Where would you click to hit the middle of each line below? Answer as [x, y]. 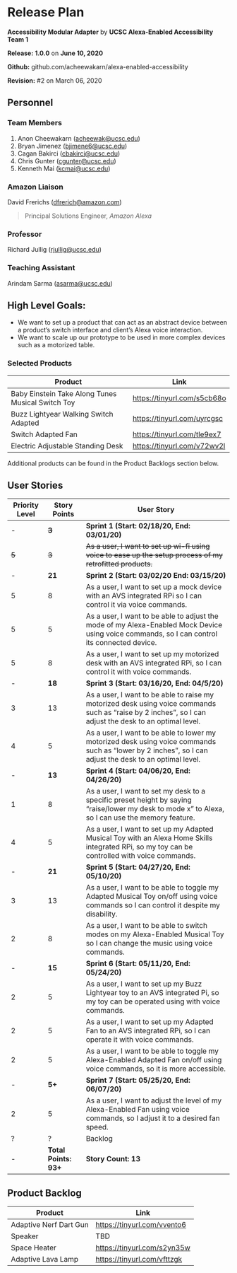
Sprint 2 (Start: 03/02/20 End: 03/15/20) [156, 576]
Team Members [35, 123]
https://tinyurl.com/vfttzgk [139, 1260]
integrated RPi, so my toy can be [139, 847]
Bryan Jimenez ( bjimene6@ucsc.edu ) [72, 146]
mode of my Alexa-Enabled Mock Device [154, 625]
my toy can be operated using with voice [153, 1001]
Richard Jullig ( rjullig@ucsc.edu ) [55, 250]
